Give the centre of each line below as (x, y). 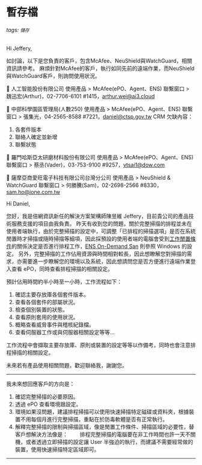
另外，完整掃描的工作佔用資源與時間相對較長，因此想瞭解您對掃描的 (102, 254)
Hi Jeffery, (19, 48)
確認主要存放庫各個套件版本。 (52, 295)
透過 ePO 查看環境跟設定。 (48, 404)
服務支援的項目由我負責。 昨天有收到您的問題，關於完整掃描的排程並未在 (102, 224)
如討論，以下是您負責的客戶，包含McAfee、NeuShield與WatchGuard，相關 (99, 61)
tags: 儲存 (18, 30)
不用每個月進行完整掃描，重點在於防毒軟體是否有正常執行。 (94, 419)
